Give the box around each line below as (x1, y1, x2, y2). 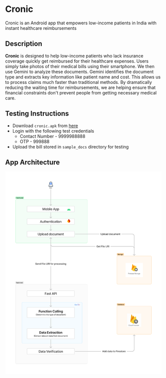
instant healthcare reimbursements (5, 25, 77, 31)
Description (5, 40, 42, 48)
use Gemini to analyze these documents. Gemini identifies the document (5, 69, 154, 75)
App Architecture (5, 158, 60, 166)
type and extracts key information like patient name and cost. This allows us (5, 74, 161, 80)
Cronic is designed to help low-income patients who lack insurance (5, 53, 144, 59)
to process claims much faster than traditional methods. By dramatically (5, 79, 153, 85)
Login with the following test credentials (12, 128, 94, 134)
